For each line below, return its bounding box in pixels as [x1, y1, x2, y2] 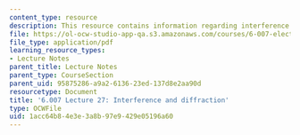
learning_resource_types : [9, 46, 105, 55]
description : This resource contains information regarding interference [9, 21, 290, 30]
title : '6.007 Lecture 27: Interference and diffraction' [9, 95, 229, 105]
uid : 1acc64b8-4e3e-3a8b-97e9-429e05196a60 [9, 112, 174, 121]
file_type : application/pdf [9, 37, 114, 47]
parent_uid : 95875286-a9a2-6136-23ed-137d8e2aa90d [9, 79, 202, 88]
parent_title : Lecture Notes [9, 63, 118, 72]
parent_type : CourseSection [9, 71, 114, 80]
